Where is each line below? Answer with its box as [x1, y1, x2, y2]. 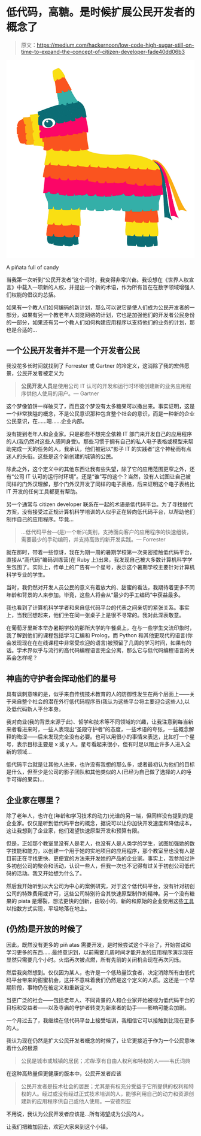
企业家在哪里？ [6, 795, 62, 805]
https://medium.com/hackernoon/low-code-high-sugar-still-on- [36, 41, 194, 49]
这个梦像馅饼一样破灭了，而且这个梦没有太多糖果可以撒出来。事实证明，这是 [6, 402, 195, 410]
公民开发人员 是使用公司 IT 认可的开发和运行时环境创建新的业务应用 [20, 383, 187, 390]
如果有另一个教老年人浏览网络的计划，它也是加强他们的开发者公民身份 [22, 311, 195, 318]
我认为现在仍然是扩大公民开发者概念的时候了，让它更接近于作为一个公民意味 [6, 1037, 195, 1044]
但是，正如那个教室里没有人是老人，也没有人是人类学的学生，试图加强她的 [6, 840, 190, 847]
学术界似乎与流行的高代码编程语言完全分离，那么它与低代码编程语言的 [16, 647, 190, 654]
